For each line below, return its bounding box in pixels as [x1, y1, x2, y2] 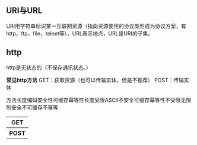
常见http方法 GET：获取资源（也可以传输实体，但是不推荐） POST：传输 [6, 76, 185, 83]
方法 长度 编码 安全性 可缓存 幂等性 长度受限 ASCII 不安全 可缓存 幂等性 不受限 [6, 96, 181, 104]
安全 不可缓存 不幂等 [11, 104, 58, 111]
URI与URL [6, 5, 43, 16]
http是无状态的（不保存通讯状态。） [6, 64, 92, 71]
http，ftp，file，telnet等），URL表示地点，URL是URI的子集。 [6, 30, 153, 37]
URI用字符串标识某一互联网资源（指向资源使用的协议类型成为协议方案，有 [6, 22, 187, 30]
